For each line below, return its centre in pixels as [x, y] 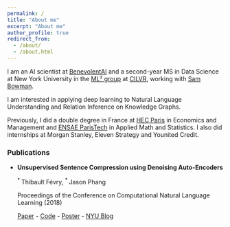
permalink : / [26, 13]
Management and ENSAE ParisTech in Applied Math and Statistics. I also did [115, 127]
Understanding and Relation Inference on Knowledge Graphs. [94, 107]
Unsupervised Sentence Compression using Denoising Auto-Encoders [120, 167]
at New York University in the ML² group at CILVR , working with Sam [104, 78]
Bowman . [21, 86]
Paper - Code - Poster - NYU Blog [65, 216]
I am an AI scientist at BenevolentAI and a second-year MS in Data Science [113, 71]
